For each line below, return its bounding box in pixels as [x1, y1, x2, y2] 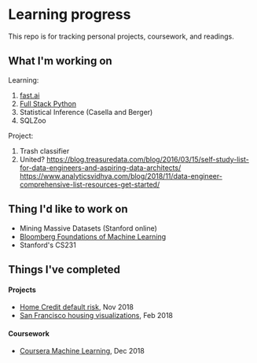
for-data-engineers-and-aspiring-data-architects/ [19, 163, 182, 172]
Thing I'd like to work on [8, 202, 128, 216]
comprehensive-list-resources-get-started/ [19, 180, 160, 189]
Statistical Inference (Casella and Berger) [19, 107, 153, 117]
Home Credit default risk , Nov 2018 [19, 302, 134, 312]
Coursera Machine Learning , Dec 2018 [19, 346, 145, 356]
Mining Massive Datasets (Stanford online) [19, 223, 157, 233]
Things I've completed [8, 262, 120, 276]
